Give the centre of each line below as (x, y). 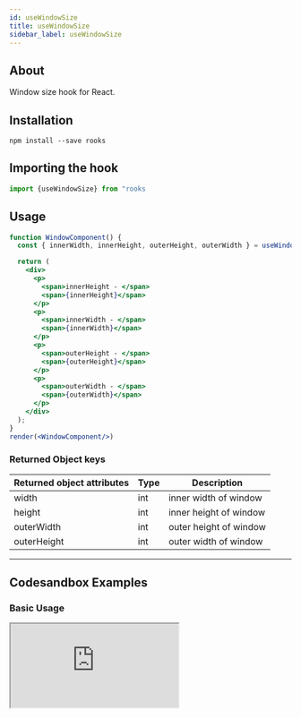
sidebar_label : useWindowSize (66, 34)
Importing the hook (64, 168)
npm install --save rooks (57, 141)
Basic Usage (37, 608)
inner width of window (215, 498)
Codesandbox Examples (78, 583)
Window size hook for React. (62, 92)
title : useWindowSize (50, 26)
